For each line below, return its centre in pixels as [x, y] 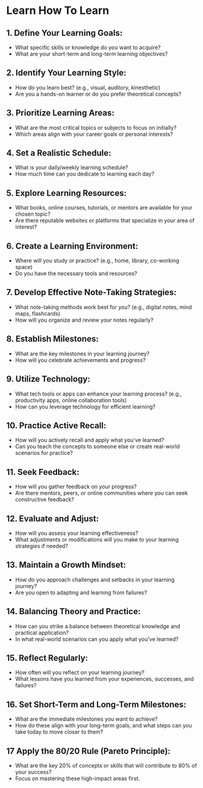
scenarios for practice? [44, 453]
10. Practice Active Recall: [56, 425]
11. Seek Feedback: [43, 472]
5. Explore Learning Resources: [67, 193]
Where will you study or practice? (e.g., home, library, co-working [97, 260]
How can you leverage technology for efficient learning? [85, 406]
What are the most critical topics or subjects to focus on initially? [96, 127]
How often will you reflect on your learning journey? [80, 672]
